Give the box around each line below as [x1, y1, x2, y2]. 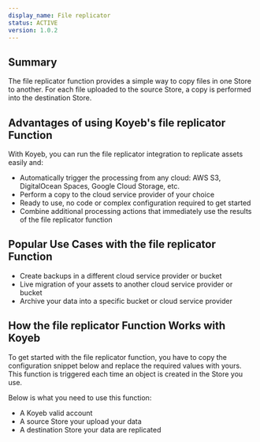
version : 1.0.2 [8, 26, 58, 34]
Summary [8, 55, 58, 69]
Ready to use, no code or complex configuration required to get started [19, 198, 251, 208]
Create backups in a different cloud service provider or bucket [19, 271, 222, 280]
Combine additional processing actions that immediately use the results [19, 207, 252, 215]
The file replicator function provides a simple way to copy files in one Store [8, 77, 252, 86]
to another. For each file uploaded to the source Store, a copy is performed [8, 84, 252, 95]
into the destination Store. [8, 93, 92, 103]
